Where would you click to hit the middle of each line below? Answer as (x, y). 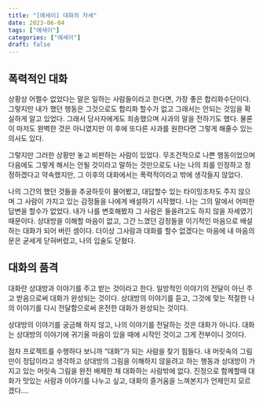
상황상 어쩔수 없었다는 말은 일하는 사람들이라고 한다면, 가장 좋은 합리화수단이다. (130, 98)
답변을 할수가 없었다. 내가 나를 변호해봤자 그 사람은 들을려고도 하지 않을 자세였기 (131, 211)
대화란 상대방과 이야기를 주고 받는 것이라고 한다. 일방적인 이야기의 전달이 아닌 (126, 288)
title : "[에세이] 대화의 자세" (53, 15)
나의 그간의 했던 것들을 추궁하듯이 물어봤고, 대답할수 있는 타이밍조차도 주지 (122, 191)
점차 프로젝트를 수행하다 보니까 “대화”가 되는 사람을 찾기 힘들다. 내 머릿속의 (123, 351)
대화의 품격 (33, 268)
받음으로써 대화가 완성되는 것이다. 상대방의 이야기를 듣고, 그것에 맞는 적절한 (131, 298)
